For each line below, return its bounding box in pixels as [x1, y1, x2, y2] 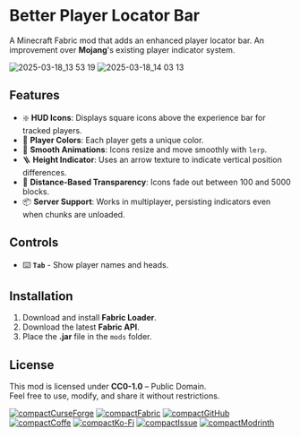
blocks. [21, 185, 50, 197]
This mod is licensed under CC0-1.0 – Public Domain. [9, 381, 207, 392]
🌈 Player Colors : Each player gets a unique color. [21, 134, 204, 145]
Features [9, 88, 60, 103]
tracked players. [21, 124, 82, 135]
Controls [9, 235, 59, 251]
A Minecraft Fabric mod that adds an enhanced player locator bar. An [9, 35, 265, 46]
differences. [21, 167, 67, 177]
